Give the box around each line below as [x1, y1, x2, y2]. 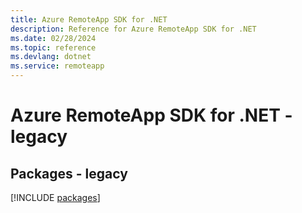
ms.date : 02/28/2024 [10, 33, 97, 43]
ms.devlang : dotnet [10, 52, 92, 62]
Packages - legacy [10, 165, 128, 182]
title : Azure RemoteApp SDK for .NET [10, 14, 168, 25]
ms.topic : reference [10, 42, 97, 53]
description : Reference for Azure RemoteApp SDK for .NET [10, 24, 257, 34]
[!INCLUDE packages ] [10, 192, 101, 203]
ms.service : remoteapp [10, 61, 105, 71]
